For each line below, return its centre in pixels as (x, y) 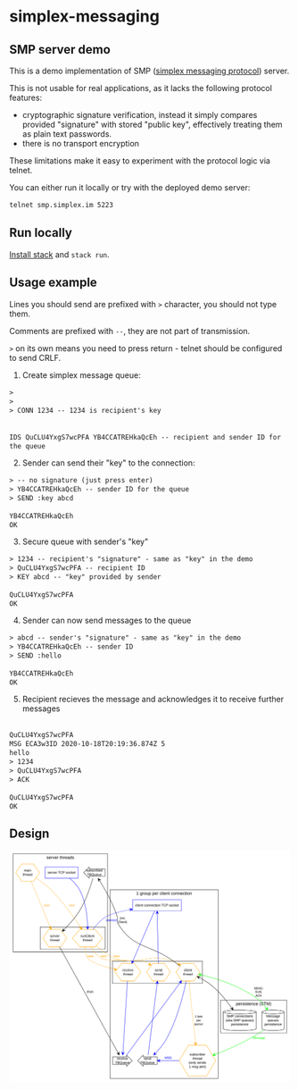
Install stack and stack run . (59, 254)
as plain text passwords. (67, 134)
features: (26, 97)
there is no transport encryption (81, 143)
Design (29, 833)
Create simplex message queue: (81, 375)
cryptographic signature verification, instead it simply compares (140, 115)
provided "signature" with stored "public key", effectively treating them (152, 124)
